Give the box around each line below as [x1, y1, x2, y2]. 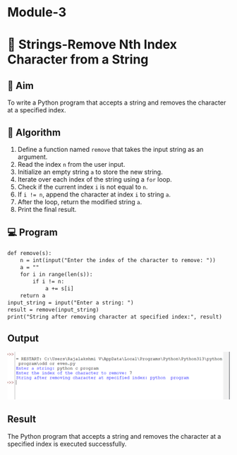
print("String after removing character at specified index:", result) [7, 313, 222, 320]
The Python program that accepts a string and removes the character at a [7, 432, 221, 440]
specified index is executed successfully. [7, 439, 127, 448]
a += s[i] [44, 285, 74, 292]
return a [20, 292, 46, 299]
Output [7, 333, 39, 345]
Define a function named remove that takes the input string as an [17, 146, 204, 153]
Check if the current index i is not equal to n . [17, 183, 148, 191]
